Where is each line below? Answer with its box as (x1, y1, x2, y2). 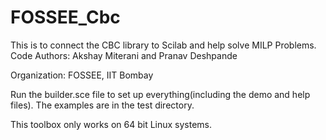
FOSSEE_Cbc (10, 6, 121, 29)
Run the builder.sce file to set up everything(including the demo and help (10, 88, 311, 100)
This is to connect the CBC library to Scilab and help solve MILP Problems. (10, 39, 317, 51)
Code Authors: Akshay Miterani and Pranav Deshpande (10, 49, 238, 61)
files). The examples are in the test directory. (10, 99, 195, 111)
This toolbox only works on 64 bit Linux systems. (10, 118, 213, 130)
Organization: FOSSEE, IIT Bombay (10, 69, 154, 81)
